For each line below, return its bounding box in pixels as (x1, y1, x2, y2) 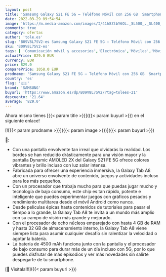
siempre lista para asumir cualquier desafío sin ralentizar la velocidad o (12, 231, 157, 237)
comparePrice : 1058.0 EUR (5, 67, 58, 72)
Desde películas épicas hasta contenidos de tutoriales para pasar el (12, 204, 151, 210)
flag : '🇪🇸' (5, 80, 30, 85)
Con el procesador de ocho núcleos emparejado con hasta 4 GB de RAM (12, 220, 161, 226)
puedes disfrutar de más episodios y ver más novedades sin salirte (12, 251, 149, 257)
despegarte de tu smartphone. (12, 257, 75, 263)
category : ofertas (5, 30, 43, 35)
